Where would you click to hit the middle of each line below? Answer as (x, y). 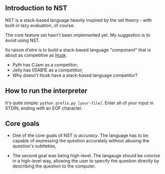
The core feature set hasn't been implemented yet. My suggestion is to (78, 35)
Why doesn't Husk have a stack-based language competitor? (75, 75)
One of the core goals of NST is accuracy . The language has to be (80, 135)
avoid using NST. (23, 40)
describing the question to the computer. (54, 166)
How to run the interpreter (46, 91)
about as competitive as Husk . (36, 55)
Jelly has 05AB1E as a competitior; (48, 70)
